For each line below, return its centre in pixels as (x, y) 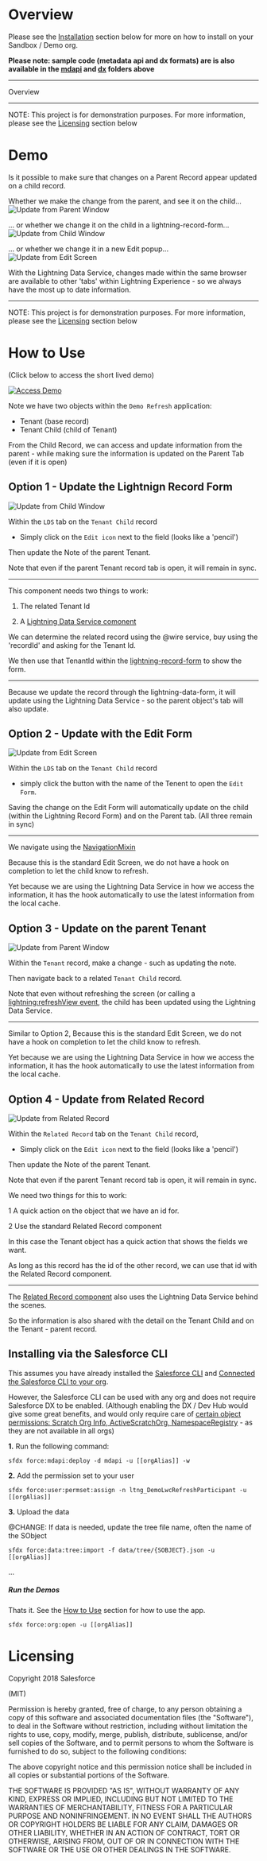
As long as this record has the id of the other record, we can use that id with (133, 1266)
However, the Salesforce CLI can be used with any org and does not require (132, 1397)
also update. (29, 708)
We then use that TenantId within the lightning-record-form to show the (125, 661)
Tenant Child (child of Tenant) (68, 429)
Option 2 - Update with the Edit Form (101, 734)
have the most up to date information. (70, 289)
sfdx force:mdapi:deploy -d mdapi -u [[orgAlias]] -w (99, 1460)
